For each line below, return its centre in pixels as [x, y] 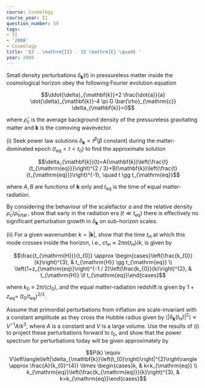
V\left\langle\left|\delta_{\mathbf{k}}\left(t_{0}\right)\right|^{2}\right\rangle [103, 359]
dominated [20, 148]
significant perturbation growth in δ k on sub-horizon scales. [82, 222]
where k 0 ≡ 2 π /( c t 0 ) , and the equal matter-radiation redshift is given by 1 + [100, 288]
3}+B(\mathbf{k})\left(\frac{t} [141, 169]
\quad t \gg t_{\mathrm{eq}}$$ [141, 175]
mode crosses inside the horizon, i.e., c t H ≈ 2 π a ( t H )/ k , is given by [89, 243]
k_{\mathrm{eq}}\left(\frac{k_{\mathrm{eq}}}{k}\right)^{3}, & [103, 372]
